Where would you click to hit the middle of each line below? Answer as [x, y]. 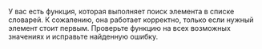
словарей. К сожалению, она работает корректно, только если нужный [131, 20]
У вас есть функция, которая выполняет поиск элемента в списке [121, 11]
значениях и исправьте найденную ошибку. [83, 36]
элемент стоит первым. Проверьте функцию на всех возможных [119, 28]
